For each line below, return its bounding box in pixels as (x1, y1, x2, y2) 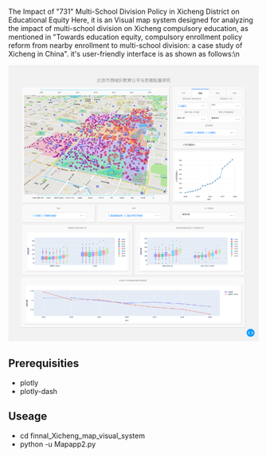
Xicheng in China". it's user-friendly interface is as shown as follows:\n (8, 49, 241, 58)
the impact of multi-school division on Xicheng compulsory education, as (8, 24, 248, 33)
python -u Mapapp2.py (19, 439, 96, 449)
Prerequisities (8, 357, 80, 370)
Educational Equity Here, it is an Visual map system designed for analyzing (8, 15, 253, 25)
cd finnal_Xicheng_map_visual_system (19, 431, 146, 440)
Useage (8, 410, 48, 424)
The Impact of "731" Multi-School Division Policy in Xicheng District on (8, 7, 241, 16)
